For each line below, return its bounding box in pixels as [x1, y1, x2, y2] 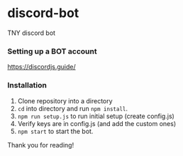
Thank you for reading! [7, 140, 74, 149]
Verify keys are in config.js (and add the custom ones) [17, 119, 176, 128]
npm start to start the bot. [17, 127, 94, 135]
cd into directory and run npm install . [17, 104, 128, 113]
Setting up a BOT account [7, 46, 97, 56]
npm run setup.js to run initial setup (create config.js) [17, 112, 175, 120]
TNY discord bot [7, 28, 55, 37]
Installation [7, 80, 48, 90]
